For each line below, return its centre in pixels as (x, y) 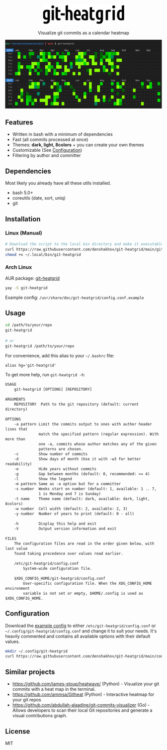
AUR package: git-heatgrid (33, 278)
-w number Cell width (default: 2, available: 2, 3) (71, 509)
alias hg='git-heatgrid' (31, 365)
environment (17, 588)
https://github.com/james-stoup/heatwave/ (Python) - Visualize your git (86, 684)
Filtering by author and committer (46, 155)
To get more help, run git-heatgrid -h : (45, 374)
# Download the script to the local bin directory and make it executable (84, 244)
